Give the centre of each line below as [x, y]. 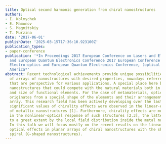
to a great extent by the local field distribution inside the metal [83, 120]
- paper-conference [25, 51]
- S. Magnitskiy [22, 28]
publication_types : [25, 47]
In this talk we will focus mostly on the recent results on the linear [86, 125]
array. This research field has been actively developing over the [81, 102]
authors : [14, 14]
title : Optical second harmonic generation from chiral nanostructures [80, 10]
